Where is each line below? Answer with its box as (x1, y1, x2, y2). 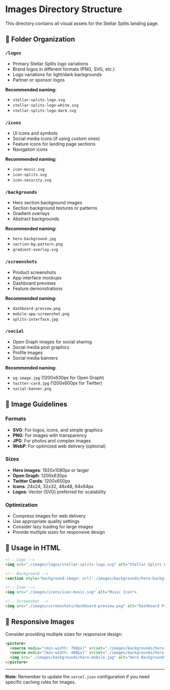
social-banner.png (12, 386, 52, 391)
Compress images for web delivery (12, 513, 86, 519)
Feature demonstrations (12, 285, 63, 291)
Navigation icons (12, 146, 48, 152)
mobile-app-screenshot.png (12, 311, 70, 317)
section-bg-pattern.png (12, 242, 63, 247)
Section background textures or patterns (12, 205, 98, 211)
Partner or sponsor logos (12, 77, 65, 83)
